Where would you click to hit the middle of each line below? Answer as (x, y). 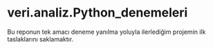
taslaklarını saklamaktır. (40, 39)
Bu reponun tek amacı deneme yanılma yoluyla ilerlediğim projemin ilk (106, 32)
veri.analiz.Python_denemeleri (98, 13)
